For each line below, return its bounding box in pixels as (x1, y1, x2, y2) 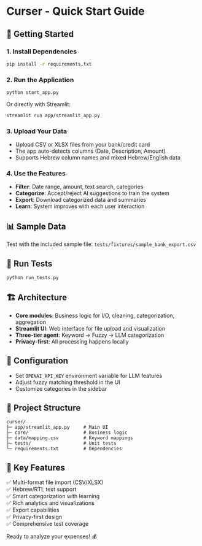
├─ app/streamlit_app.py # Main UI (6, 425, 109, 431)
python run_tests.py (6, 275, 60, 281)
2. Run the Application (6, 75, 74, 84)
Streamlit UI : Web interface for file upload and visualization (15, 325, 166, 332)
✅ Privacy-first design (6, 513, 63, 521)
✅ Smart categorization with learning (6, 493, 100, 500)
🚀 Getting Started (6, 29, 74, 39)
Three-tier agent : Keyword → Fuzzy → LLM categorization (15, 331, 165, 339)
